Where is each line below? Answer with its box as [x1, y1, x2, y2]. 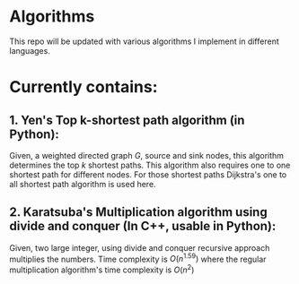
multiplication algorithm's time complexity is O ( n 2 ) [9, 262, 195, 275]
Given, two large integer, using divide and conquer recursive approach [9, 242, 270, 253]
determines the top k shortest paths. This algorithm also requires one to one [9, 159, 291, 170]
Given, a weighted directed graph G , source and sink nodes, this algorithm [9, 150, 285, 160]
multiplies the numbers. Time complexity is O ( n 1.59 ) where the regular [9, 252, 267, 264]
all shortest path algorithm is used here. [9, 178, 156, 189]
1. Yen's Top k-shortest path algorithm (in [9, 112, 245, 127]
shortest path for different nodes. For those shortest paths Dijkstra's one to [9, 168, 287, 180]
